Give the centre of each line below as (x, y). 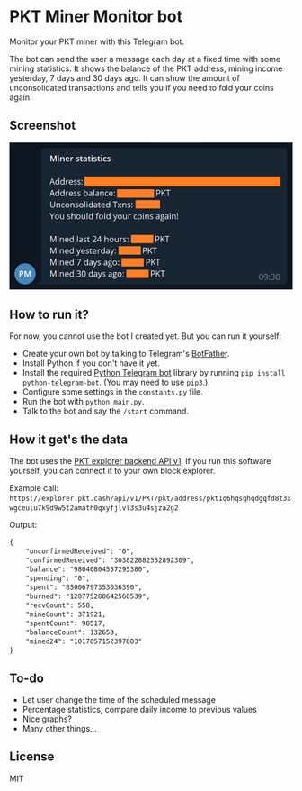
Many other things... (59, 728)
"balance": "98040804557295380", (88, 569)
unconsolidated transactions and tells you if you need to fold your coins (142, 87)
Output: (23, 525)
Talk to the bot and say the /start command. (105, 411)
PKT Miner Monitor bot (96, 17)
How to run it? (49, 314)
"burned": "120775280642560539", (88, 596)
